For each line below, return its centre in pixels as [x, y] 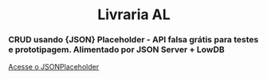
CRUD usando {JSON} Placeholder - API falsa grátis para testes [133, 40]
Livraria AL [134, 15]
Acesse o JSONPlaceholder [54, 67]
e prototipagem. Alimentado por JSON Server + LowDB [116, 49]
